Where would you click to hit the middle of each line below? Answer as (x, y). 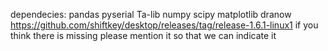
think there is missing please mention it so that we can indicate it (143, 35)
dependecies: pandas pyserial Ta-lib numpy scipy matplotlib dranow (151, 14)
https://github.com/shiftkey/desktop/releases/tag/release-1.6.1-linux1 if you (164, 25)
